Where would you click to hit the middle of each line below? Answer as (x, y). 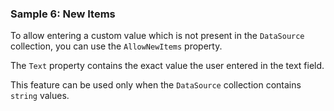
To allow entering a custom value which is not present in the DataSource (157, 36)
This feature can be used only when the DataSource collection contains (156, 85)
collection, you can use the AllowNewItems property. (116, 46)
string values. (40, 96)
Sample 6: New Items (63, 14)
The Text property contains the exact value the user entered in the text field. (167, 66)
